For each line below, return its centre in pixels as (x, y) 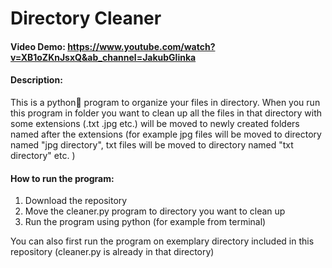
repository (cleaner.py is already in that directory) (112, 252)
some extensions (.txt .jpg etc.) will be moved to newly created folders (155, 123)
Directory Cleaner (86, 18)
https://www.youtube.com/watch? (141, 46)
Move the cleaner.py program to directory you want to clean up (155, 211)
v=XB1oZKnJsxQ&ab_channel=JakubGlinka (103, 57)
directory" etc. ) (43, 155)
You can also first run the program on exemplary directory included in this (162, 241)
